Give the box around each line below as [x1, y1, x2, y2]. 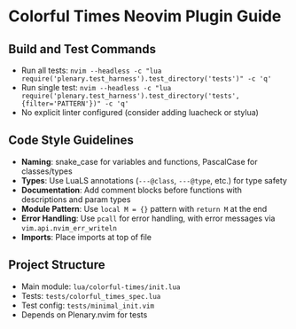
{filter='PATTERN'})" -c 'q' [20, 99, 129, 108]
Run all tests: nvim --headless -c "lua [20, 65, 162, 75]
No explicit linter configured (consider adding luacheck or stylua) [20, 107, 259, 117]
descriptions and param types [20, 193, 131, 205]
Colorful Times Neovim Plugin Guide [8, 6, 282, 27]
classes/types [20, 166, 73, 176]
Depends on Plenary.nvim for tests [20, 309, 148, 320]
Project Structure [8, 257, 105, 272]
